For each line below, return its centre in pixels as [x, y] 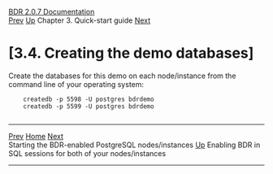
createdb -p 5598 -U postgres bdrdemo [89, 99]
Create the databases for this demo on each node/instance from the [122, 76]
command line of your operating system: [76, 84]
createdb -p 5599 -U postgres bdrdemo [89, 106]
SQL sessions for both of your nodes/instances [87, 153]
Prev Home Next [36, 136]
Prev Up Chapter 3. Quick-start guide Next [80, 20]
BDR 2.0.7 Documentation [52, 12]
